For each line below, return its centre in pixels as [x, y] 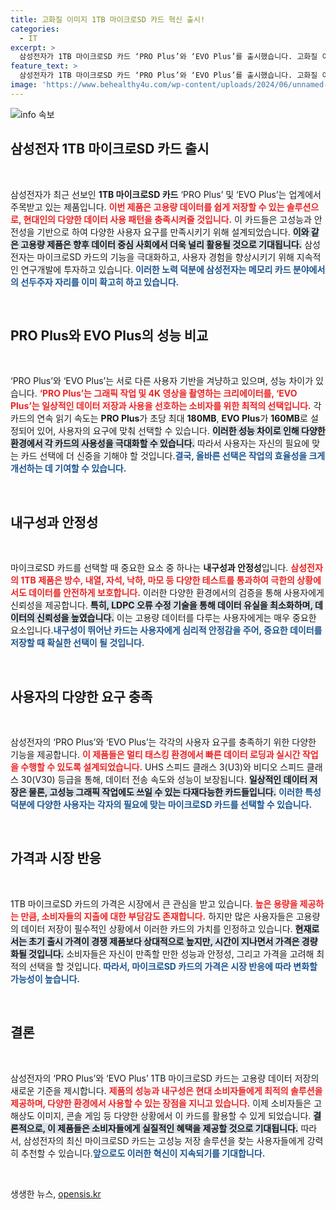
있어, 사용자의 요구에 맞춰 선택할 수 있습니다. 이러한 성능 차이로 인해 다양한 [181, 431]
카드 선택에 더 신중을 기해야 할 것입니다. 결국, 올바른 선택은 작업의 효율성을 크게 [173, 456]
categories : [35, 29]
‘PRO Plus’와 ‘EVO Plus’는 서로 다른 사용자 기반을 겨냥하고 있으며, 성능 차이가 [162, 381]
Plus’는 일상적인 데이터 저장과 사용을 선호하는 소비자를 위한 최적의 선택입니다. [161, 406]
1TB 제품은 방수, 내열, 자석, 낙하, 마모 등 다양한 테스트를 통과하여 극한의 [157, 580]
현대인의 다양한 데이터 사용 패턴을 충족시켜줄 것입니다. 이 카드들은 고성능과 [167, 219]
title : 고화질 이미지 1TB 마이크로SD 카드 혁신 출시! [108, 19]
